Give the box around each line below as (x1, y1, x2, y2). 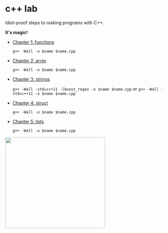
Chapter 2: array (12, 57, 47, 63)
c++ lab (5, 3, 38, 15)
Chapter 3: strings (12, 76, 50, 82)
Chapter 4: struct (12, 100, 48, 106)
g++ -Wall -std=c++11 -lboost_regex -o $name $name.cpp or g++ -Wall (12, 86, 159, 92)
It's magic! (5, 29, 28, 35)
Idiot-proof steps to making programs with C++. (5, 20, 104, 26)
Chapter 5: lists (12, 119, 44, 125)
